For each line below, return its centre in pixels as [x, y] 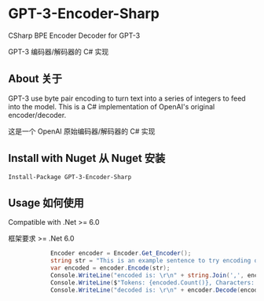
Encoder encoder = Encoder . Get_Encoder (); [121, 253]
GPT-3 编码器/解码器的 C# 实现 [59, 51]
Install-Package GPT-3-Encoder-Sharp [70, 177]
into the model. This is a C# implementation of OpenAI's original [112, 106]
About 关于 [35, 79]
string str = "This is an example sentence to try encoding [150, 261]
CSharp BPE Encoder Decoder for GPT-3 [74, 35]
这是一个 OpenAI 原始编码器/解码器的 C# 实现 [82, 131]
